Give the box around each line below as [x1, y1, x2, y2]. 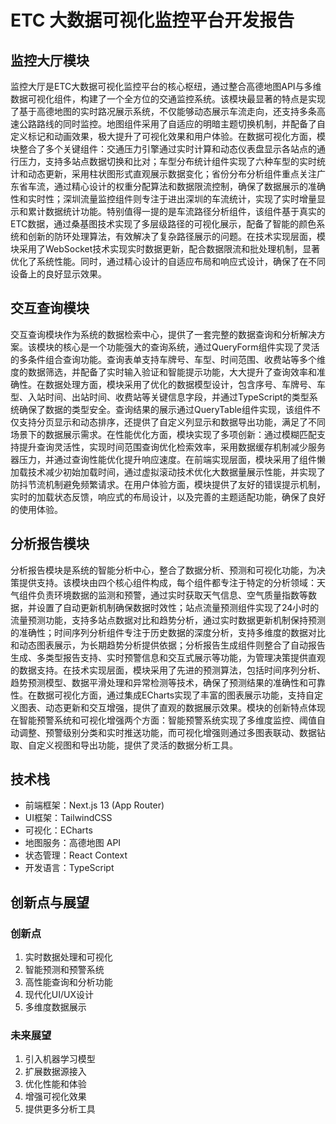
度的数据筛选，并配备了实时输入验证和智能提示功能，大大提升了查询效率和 [10, 366, 317, 378]
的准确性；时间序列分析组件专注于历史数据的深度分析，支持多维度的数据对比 [10, 626, 326, 638]
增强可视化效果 [24, 1091, 87, 1103]
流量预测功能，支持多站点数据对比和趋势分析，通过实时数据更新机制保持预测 [10, 614, 326, 626]
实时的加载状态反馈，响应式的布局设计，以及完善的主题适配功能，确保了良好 [10, 491, 326, 503]
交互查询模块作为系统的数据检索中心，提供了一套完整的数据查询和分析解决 [10, 328, 317, 340]
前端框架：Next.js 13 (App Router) [24, 799, 165, 811]
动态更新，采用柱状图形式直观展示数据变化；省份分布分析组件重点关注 [27, 168, 317, 180]
